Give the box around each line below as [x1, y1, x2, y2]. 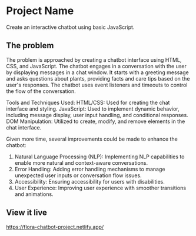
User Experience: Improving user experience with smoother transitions [14, 184, 187, 191]
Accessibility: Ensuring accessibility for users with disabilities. [14, 178, 165, 185]
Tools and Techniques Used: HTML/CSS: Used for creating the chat [6, 99, 170, 106]
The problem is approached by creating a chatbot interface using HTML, [6, 56, 182, 63]
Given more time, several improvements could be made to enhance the [6, 135, 178, 142]
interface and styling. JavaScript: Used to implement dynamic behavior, [6, 105, 180, 112]
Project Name [6, 4, 74, 18]
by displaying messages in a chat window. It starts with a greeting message [6, 69, 190, 76]
